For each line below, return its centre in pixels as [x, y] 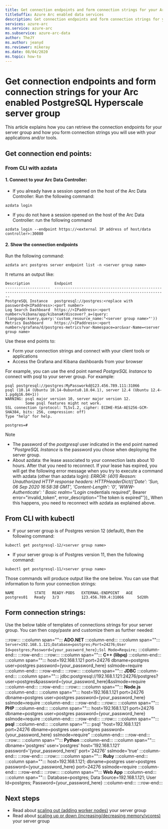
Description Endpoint [39, 284]
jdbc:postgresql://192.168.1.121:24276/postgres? [109, 676]
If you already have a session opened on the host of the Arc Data [79, 191]
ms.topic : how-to [23, 56]
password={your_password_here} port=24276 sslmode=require [71, 767]
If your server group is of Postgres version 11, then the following [78, 554]
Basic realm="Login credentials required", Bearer [96, 492]
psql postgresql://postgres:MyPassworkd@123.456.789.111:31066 [72, 386]
